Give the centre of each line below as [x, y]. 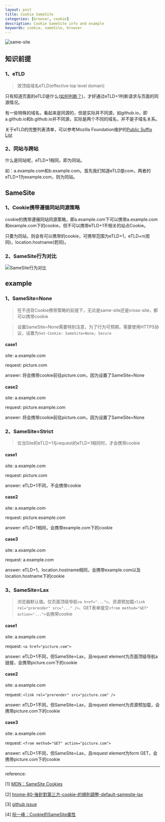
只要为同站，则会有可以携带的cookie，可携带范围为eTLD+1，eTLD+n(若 [78, 236]
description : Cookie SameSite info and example [55, 23]
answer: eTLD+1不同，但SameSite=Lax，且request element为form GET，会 [82, 753]
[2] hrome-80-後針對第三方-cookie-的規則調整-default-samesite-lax [74, 794]
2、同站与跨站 [22, 148]
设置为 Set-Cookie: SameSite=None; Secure [69, 333]
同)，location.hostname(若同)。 [37, 242]
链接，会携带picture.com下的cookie [41, 662]
